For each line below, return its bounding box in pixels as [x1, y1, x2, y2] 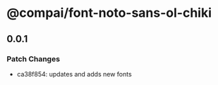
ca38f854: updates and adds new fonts [16, 70, 132, 78]
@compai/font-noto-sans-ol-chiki [6, 5, 212, 21]
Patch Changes [6, 54, 61, 64]
